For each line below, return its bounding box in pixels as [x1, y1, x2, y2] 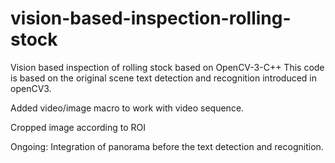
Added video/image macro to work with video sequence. [10, 102, 245, 114]
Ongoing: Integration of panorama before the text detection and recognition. [10, 140, 324, 152]
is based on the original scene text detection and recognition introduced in [10, 72, 318, 84]
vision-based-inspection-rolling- [10, 7, 292, 30]
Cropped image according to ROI [10, 121, 146, 133]
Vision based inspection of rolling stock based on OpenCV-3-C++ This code [10, 61, 325, 73]
